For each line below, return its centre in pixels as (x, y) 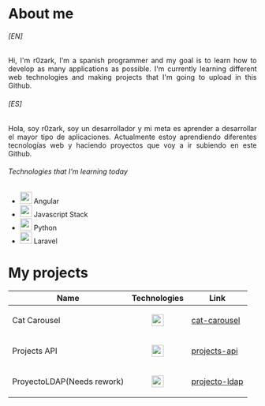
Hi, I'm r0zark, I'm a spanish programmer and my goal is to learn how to (132, 61)
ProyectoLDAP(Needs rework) (68, 382)
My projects (48, 273)
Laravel (45, 241)
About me (41, 14)
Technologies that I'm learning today (68, 171)
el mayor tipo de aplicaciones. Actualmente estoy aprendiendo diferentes (132, 137)
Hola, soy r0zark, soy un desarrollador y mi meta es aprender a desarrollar (132, 128)
